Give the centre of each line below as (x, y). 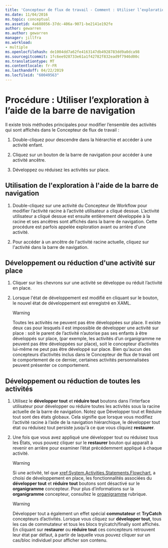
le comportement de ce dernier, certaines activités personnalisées (80, 360)
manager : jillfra (23, 38)
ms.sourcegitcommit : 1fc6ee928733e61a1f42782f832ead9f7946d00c (72, 56)
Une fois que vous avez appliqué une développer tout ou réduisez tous (85, 438)
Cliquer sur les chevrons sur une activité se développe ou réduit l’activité (87, 283)
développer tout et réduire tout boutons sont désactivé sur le (76, 484)
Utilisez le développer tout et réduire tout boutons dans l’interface (81, 401)
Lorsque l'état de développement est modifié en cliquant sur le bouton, (85, 298)
